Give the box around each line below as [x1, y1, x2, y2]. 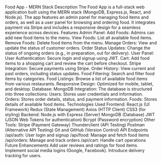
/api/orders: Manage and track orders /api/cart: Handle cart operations [5, 137, 146, 143]
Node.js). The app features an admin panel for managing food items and [5, 14, 149, 20]
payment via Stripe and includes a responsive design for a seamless [5, 25, 141, 30]
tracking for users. [5, 153, 42, 158]
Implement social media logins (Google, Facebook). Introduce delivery [5, 148, 145, 153]
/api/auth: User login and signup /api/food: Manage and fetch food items [5, 132, 149, 138]
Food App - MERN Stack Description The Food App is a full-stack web [5, 4, 145, 10]
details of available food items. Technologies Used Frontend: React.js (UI [5, 101, 150, 107]
